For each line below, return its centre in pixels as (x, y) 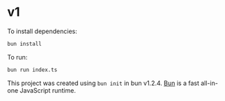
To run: (17, 57)
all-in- (209, 83)
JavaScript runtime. (48, 90)
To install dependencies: (42, 31)
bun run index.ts (32, 70)
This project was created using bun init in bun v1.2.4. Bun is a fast (103, 83)
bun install (24, 44)
